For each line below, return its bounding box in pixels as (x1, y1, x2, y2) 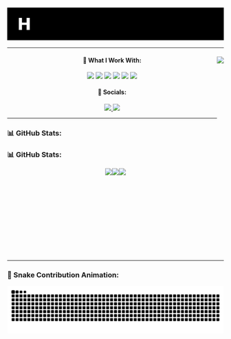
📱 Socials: (97, 88, 127, 96)
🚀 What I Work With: (82, 56, 142, 65)
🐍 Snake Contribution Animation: (7, 270, 119, 279)
